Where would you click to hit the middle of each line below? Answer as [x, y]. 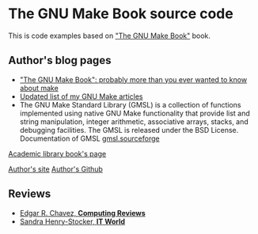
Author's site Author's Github [55, 169]
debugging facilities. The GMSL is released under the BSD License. [129, 130]
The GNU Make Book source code [121, 14]
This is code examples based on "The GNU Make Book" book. [110, 36]
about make [39, 88]
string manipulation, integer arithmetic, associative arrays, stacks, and [134, 121]
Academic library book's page [57, 153]
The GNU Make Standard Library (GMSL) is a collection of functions [130, 104]
